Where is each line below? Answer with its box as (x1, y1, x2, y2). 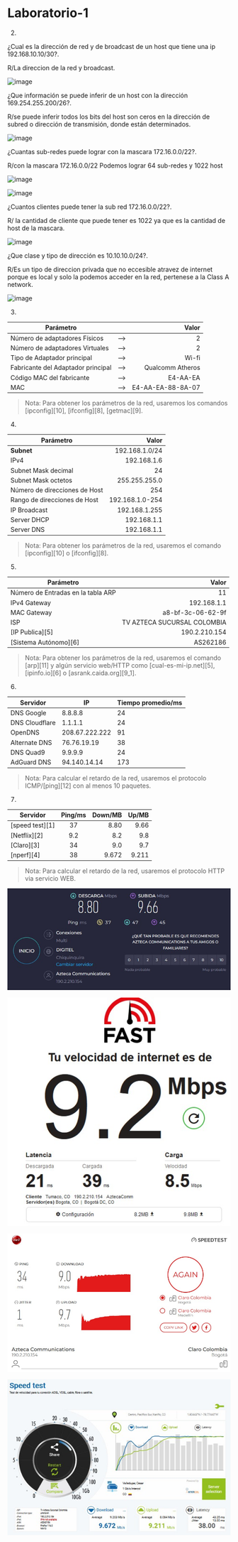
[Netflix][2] (10, 831, 44, 840)
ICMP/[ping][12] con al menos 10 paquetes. (24, 781, 152, 790)
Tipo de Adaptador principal (10, 354, 92, 362)
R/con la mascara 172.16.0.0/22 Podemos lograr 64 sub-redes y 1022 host (7, 161, 223, 170)
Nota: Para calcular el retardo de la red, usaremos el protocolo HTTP (24, 867, 225, 875)
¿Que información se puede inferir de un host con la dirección (7, 91, 188, 99)
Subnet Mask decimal (10, 466, 74, 474)
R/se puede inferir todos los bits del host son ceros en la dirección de (7, 112, 210, 121)
